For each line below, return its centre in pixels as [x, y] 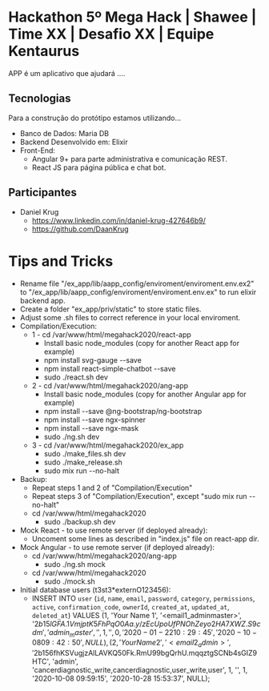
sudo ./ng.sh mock [74, 564]
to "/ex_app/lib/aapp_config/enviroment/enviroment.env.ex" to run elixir [138, 291]
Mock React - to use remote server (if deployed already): [114, 530]
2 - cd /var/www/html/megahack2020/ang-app [110, 385]
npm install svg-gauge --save [92, 360]
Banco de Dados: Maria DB [64, 133]
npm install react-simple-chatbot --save [110, 368]
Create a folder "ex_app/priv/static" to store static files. [110, 309]
